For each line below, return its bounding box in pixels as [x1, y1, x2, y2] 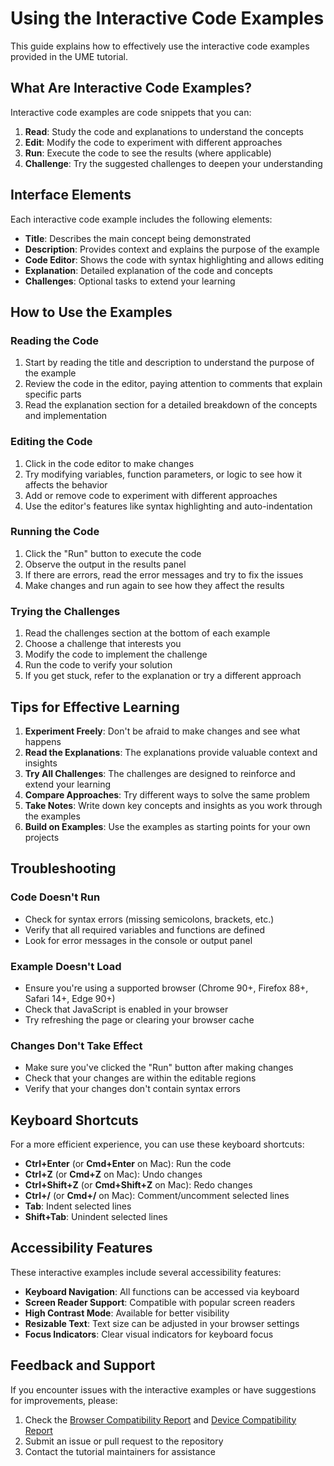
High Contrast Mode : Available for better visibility [24, 1307, 230, 1319]
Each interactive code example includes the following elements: [10, 213, 273, 225]
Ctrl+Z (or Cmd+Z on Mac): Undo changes [24, 1168, 203, 1181]
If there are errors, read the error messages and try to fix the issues [24, 568, 304, 581]
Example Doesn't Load [10, 959, 122, 973]
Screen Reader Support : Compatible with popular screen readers [24, 1296, 296, 1308]
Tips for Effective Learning [10, 698, 180, 716]
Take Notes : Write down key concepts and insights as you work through [24, 799, 323, 811]
